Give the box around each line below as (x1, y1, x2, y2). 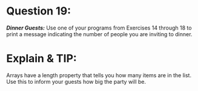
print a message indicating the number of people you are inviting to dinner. (6, 30, 193, 37)
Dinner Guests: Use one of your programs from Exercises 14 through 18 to (6, 24, 192, 31)
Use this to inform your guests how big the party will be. (6, 78, 147, 85)
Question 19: (6, 4, 71, 18)
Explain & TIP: (6, 52, 77, 66)
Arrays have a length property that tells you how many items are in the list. (6, 71, 192, 79)
